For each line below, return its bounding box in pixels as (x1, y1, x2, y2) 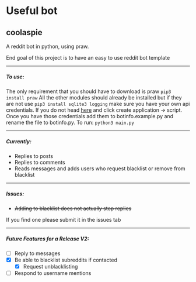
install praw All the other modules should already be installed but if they (6, 94, 182, 101)
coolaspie (6, 27, 43, 37)
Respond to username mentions (14, 270, 92, 277)
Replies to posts (14, 152, 54, 159)
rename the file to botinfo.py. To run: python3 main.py (6, 119, 134, 126)
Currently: (6, 137, 32, 145)
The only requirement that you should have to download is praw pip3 (6, 88, 171, 95)
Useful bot (6, 4, 58, 18)
